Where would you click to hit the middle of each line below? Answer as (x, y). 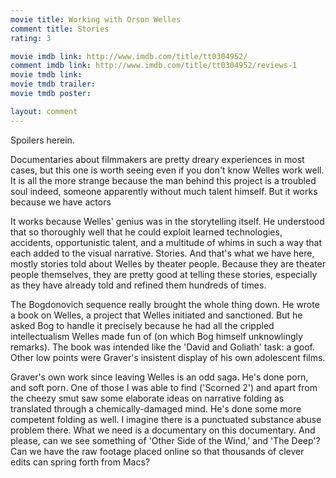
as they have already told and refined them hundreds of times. (138, 285)
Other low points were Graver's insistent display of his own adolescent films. (168, 357)
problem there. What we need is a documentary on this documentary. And (163, 430)
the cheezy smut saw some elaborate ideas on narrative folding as (147, 398)
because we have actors (61, 202)
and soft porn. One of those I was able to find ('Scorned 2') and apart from (164, 387)
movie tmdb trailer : (53, 84)
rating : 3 (31, 38)
